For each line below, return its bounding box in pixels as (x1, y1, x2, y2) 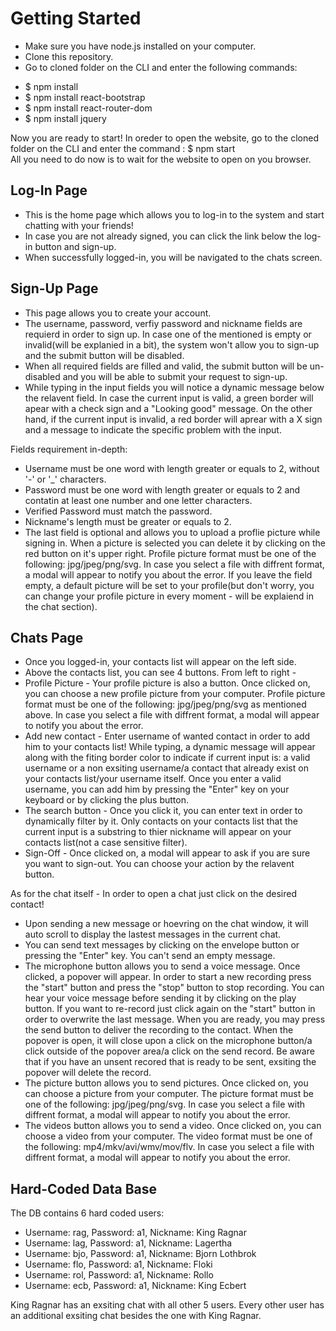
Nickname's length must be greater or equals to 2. (24, 515, 232, 527)
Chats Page (10, 629, 84, 646)
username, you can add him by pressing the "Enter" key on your (24, 783, 290, 796)
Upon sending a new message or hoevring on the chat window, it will (24, 918, 309, 930)
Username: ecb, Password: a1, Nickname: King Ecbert (24, 1280, 247, 1292)
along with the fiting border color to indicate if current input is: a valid (24, 752, 311, 764)
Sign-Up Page (10, 280, 99, 297)
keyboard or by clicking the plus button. (24, 794, 189, 806)
